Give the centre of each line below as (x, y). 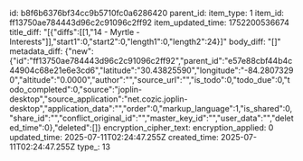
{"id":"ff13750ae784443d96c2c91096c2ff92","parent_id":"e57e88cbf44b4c (151, 61)
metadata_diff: (36, 51)
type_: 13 (94, 147)
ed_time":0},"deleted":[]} (56, 128)
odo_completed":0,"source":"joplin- (76, 89)
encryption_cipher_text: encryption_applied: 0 (189, 128)
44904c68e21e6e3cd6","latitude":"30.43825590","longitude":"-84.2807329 (151, 70)
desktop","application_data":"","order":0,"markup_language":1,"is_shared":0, (151, 108)
